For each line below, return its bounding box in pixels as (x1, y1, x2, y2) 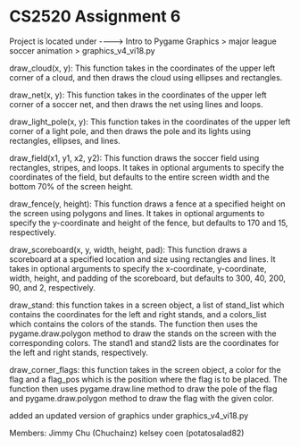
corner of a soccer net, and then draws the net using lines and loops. (9, 98, 263, 109)
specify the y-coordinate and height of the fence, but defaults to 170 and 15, (9, 217, 288, 228)
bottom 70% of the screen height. (9, 181, 134, 191)
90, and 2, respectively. (9, 282, 96, 292)
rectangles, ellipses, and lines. (9, 135, 121, 146)
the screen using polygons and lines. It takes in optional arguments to (9, 207, 265, 218)
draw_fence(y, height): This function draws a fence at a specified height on (9, 198, 286, 209)
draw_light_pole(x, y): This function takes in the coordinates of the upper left (9, 116, 291, 127)
